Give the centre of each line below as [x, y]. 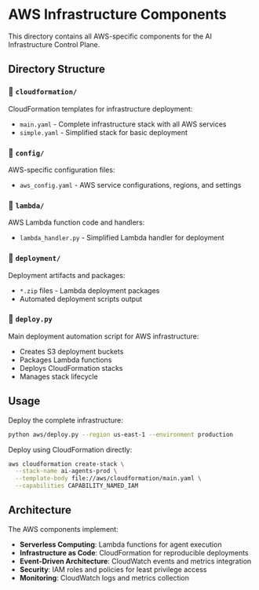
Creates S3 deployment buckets [71, 351]
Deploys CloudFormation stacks [71, 368]
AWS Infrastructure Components [117, 15]
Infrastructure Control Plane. [54, 44]
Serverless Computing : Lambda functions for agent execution [120, 544]
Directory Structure [57, 70]
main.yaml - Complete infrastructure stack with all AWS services [123, 124]
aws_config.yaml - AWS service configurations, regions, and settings [130, 185]
